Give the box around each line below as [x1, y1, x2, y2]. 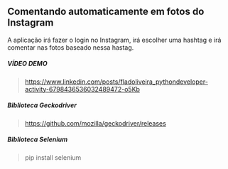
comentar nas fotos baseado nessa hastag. [7, 43, 134, 52]
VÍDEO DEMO [7, 60, 48, 68]
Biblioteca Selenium [7, 135, 68, 144]
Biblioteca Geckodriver [7, 101, 77, 109]
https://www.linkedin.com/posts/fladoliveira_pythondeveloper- [24, 77, 208, 86]
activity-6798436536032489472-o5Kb [24, 84, 141, 93]
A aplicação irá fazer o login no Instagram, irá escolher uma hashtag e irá [7, 36, 222, 44]
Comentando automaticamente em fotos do [7, 6, 205, 18]
